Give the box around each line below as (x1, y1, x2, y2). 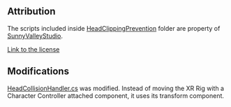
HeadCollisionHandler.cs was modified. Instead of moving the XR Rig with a (7, 84, 225, 92)
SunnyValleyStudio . (7, 31, 64, 40)
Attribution (7, 6, 56, 17)
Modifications (7, 66, 70, 78)
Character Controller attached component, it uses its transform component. (7, 91, 225, 100)
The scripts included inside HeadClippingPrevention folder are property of (7, 24, 221, 32)
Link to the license (7, 45, 60, 53)
